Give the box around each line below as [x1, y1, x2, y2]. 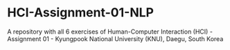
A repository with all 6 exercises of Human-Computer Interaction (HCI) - [7, 27, 213, 36]
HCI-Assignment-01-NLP [7, 5, 154, 21]
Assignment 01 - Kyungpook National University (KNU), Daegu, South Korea [7, 34, 224, 42]
